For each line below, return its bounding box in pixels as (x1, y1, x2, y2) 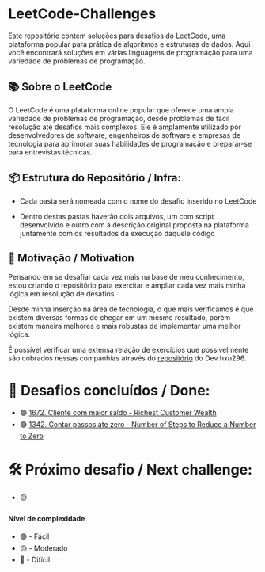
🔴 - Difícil (19, 555, 51, 565)
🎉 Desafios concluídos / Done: (8, 381, 210, 399)
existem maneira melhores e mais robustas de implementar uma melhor (8, 322, 241, 331)
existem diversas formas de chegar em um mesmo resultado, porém (8, 313, 231, 322)
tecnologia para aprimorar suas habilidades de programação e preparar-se (8, 139, 252, 148)
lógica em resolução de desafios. (8, 289, 117, 299)
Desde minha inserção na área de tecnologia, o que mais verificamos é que (8, 304, 254, 314)
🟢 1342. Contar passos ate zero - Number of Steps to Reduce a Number (19, 420, 256, 429)
